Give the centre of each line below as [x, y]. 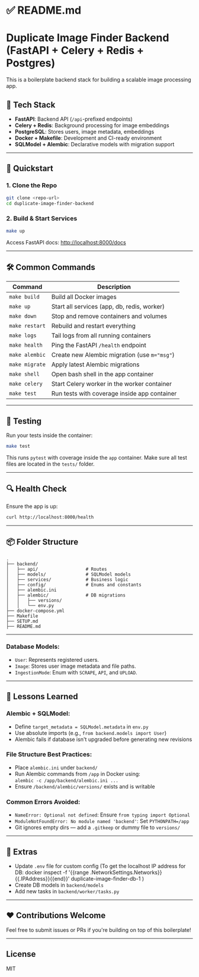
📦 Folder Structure [42, 542]
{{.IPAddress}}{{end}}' [42, 878]
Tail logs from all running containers [101, 335]
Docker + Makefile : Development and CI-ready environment [88, 138]
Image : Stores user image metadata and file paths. [75, 666]
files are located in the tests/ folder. [50, 464]
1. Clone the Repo [32, 186]
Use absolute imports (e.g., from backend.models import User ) [91, 733]
